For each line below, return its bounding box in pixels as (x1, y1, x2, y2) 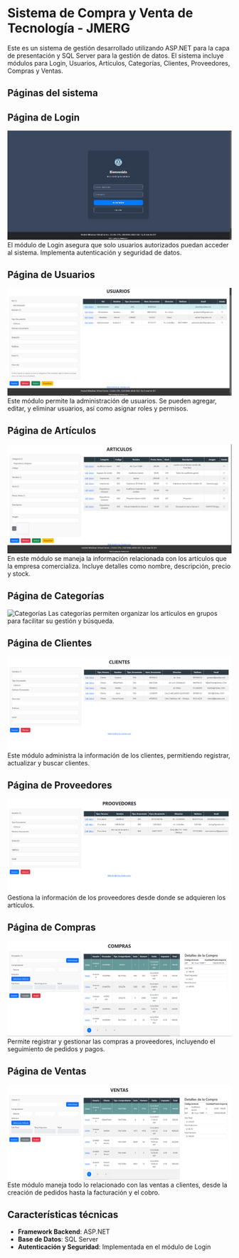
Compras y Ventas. (7, 66, 64, 75)
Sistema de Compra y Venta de (7, 5, 193, 21)
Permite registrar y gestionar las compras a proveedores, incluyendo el (7, 1037, 216, 1046)
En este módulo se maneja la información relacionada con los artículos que (7, 554, 227, 562)
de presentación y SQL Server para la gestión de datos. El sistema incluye (7, 51, 224, 60)
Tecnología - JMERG (7, 20, 130, 36)
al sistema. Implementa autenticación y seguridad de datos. (7, 248, 182, 257)
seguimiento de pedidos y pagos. (7, 1044, 105, 1053)
